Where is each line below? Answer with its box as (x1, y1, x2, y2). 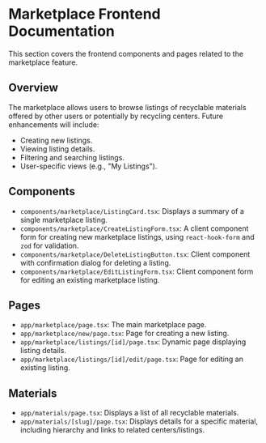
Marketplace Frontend (8, 5, 161, 23)
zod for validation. (19, 241, 79, 250)
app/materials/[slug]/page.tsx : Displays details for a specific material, (19, 416, 259, 426)
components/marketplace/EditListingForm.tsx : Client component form (19, 266, 254, 276)
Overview (8, 81, 59, 95)
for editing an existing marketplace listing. (19, 275, 160, 284)
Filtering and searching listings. (19, 152, 125, 162)
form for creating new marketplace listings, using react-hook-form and (19, 232, 255, 241)
